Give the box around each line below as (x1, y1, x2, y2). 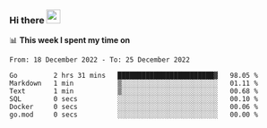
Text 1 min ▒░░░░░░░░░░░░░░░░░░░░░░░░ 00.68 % (9, 87, 258, 96)
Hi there (9, 13, 45, 26)
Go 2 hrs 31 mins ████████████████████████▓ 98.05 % (9, 72, 258, 81)
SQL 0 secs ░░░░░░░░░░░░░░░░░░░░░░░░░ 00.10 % (9, 95, 258, 104)
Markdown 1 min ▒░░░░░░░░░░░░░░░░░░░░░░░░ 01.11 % (9, 79, 258, 89)
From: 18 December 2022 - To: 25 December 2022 (9, 55, 191, 64)
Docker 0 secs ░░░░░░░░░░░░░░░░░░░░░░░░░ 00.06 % (9, 103, 258, 112)
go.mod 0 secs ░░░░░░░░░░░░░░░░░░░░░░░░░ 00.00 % (9, 110, 258, 120)
